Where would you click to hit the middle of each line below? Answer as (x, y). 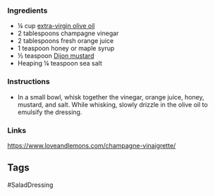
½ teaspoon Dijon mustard (56, 56)
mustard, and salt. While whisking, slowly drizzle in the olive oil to (112, 104)
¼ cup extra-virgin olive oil (56, 26)
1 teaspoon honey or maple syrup (66, 49)
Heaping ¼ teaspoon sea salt (60, 63)
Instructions (29, 82)
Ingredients (27, 11)
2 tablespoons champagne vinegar (68, 33)
